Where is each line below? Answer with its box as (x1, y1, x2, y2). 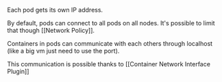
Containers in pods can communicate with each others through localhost (7, 40, 213, 47)
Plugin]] (7, 68, 29, 75)
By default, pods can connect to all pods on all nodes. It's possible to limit (7, 19, 215, 27)
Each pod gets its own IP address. (7, 6, 103, 14)
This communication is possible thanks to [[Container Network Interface (7, 60, 211, 68)
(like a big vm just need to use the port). (7, 47, 120, 55)
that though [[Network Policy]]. (7, 27, 95, 34)
